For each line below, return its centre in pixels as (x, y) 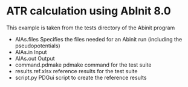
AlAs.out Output (35, 58)
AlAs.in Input (31, 52)
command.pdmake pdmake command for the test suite (83, 65)
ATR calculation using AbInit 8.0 (89, 11)
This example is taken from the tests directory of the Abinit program (91, 28)
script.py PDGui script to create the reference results (81, 77)
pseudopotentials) (37, 46)
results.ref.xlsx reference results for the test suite (76, 71)
